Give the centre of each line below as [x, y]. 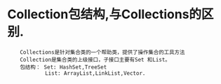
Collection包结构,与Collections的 [105, 14]
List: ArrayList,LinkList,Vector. [95, 73]
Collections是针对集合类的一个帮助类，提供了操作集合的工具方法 [102, 52]
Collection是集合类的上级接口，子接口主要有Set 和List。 [95, 59]
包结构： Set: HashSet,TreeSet [63, 67]
